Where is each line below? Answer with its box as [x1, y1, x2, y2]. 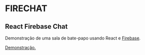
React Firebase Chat [5, 22, 68, 31]
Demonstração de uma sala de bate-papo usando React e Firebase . [5, 35, 141, 41]
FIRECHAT [5, 3, 48, 14]
